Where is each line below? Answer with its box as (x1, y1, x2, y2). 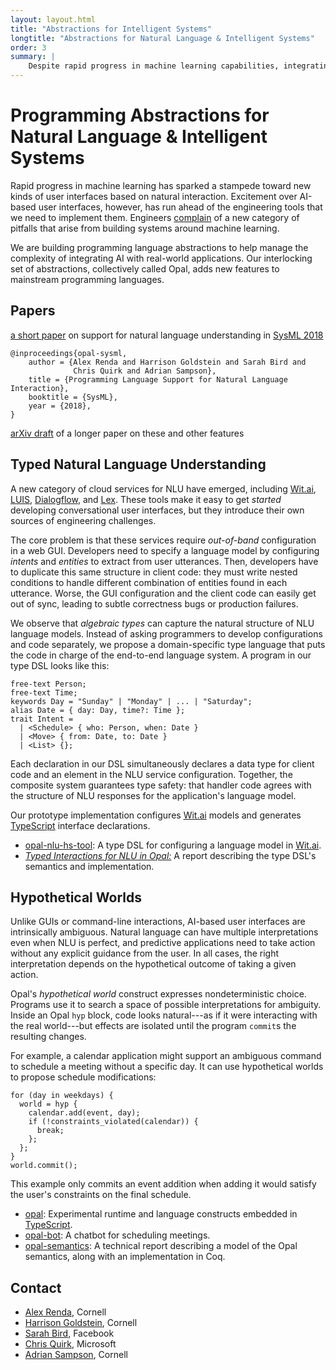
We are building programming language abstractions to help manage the (10, 241, 309, 253)
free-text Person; (10, 679, 87, 689)
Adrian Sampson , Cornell (24, 1349, 128, 1361)
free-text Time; (10, 687, 78, 698)
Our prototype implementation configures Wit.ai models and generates (10, 809, 302, 821)
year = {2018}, (28, 401, 92, 411)
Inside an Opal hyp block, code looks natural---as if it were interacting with (10, 1009, 318, 1021)
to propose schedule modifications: (10, 1071, 157, 1083)
